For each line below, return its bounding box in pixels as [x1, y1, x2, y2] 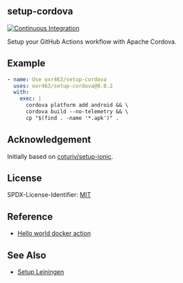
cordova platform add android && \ [25, 102, 129, 109]
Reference [7, 211, 53, 223]
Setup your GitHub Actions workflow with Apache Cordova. [7, 37, 177, 46]
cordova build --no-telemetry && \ [25, 108, 129, 115]
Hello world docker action [17, 229, 91, 238]
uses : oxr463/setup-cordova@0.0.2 [13, 83, 113, 89]
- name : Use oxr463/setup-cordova [7, 76, 107, 83]
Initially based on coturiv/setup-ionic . [7, 152, 114, 160]
